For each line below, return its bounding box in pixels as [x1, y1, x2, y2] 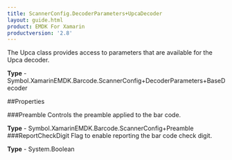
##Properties [7, 98, 45, 106]
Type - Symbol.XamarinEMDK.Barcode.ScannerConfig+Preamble [7, 124, 194, 132]
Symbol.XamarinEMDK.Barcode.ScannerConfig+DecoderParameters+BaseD [7, 77, 226, 85]
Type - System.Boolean [7, 145, 75, 153]
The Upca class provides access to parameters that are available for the [7, 48, 213, 57]
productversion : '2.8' [7, 29, 73, 37]
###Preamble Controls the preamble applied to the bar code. [7, 111, 181, 119]
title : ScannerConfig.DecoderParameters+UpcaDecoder [7, 10, 163, 17]
